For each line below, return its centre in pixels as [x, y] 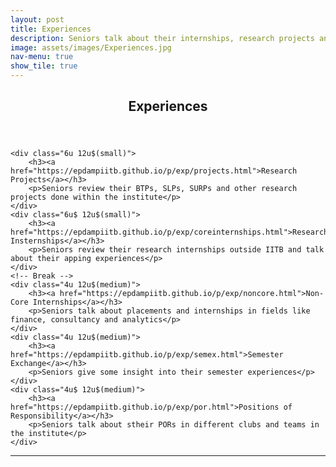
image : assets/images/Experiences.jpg [91, 47]
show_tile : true [44, 66]
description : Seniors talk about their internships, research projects [162, 38]
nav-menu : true [42, 57]
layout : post [37, 19]
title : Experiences [51, 29]
